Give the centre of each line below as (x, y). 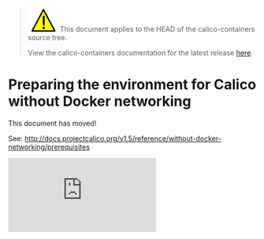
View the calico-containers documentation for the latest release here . (140, 53)
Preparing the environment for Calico (132, 85)
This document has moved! (52, 123)
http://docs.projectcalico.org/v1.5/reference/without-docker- (123, 138)
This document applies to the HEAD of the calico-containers (157, 29)
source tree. (47, 37)
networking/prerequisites (49, 147)
